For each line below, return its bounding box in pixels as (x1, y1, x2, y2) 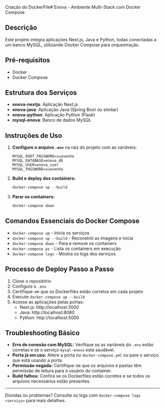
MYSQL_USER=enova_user (12, 163, 59, 167)
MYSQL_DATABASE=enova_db (12, 158, 63, 163)
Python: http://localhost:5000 (19, 314, 80, 321)
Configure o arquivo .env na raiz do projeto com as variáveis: (12, 144, 137, 150)
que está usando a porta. (12, 357, 63, 363)
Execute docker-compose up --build (12, 294, 85, 299)
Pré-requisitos (5, 56, 51, 64)
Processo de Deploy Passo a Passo (5, 265, 114, 273)
